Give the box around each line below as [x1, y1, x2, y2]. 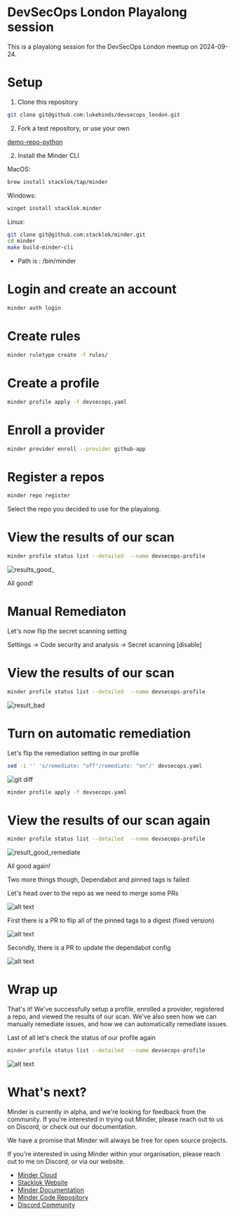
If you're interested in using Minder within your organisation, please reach [7, 1150, 221, 1158]
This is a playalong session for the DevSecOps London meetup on [7, 42, 199, 51]
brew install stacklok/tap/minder [7, 178, 109, 185]
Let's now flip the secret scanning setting [7, 627, 127, 635]
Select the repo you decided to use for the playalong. [7, 505, 161, 514]
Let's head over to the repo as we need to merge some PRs [7, 889, 179, 898]
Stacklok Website [17, 1178, 68, 1186]
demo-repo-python [7, 138, 63, 146]
